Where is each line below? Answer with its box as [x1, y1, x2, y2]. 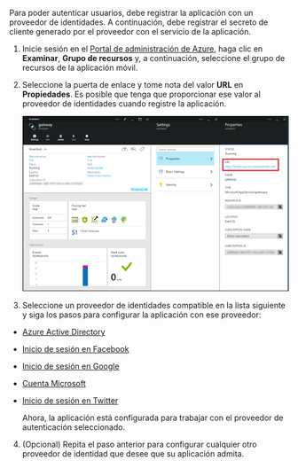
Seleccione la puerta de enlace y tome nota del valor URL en [21, 80, 244, 90]
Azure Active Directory [21, 326, 106, 337]
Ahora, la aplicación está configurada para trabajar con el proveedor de [21, 412, 284, 423]
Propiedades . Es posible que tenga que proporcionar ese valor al [21, 89, 262, 99]
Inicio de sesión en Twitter [21, 394, 119, 406]
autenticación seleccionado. [21, 421, 126, 433]
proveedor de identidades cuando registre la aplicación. [21, 98, 227, 109]
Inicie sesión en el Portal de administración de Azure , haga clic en [21, 43, 263, 54]
